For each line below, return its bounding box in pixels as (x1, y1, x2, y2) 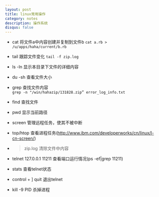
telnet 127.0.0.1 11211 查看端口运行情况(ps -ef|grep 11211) (12, 156, 124, 162)
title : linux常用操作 (5, 12, 46, 16)
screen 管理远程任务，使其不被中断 (12, 120, 82, 126)
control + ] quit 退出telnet (12, 177, 63, 182)
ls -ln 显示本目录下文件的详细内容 (12, 64, 79, 70)
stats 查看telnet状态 (12, 166, 52, 172)
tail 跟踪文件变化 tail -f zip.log (12, 54, 79, 60)
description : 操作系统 (5, 20, 48, 26)
